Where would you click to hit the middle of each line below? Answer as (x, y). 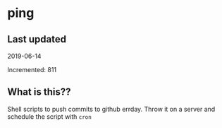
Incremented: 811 (32, 70)
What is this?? (39, 92)
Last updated (37, 39)
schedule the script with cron (49, 116)
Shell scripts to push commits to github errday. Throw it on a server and (111, 109)
